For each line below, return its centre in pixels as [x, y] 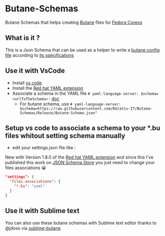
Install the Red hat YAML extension [48, 88]
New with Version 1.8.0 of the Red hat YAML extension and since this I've [79, 157]
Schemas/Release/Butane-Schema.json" [59, 113]
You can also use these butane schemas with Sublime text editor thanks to [81, 223]
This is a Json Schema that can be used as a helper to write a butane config [82, 50]
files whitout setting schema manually [65, 136]
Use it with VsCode [35, 71]
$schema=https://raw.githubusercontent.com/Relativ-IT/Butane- [86, 109]
